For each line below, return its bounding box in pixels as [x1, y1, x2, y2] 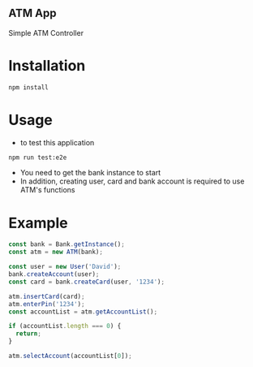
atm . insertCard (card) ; [8, 292, 85, 300]
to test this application [19, 137, 95, 147]
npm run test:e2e [8, 153, 67, 162]
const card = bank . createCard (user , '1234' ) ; [8, 278, 165, 286]
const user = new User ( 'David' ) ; [8, 263, 122, 271]
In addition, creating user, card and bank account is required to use [19, 176, 245, 186]
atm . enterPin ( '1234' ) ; [8, 300, 85, 308]
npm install [8, 83, 49, 92]
